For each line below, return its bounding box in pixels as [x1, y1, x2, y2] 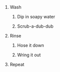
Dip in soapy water [17, 14, 56, 19]
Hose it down [17, 42, 44, 48]
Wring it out [17, 52, 41, 58]
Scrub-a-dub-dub [17, 23, 54, 29]
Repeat [9, 62, 25, 67]
